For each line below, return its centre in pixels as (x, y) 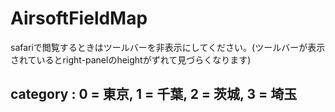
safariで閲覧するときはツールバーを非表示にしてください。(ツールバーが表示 (168, 47)
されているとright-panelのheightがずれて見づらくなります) (131, 59)
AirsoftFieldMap (79, 18)
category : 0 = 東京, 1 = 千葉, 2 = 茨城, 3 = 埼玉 (154, 94)
